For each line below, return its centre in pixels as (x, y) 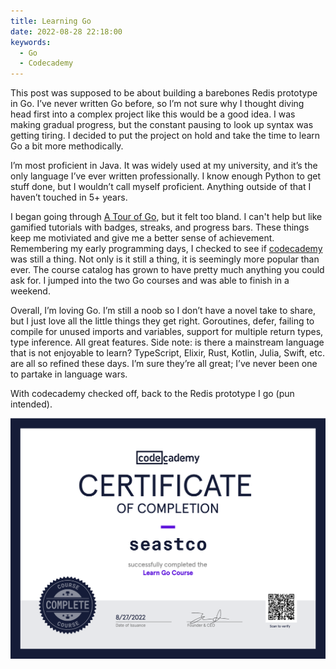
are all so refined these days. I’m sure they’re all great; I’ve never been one (164, 364)
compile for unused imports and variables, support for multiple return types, (167, 332)
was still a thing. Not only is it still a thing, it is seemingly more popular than (165, 259)
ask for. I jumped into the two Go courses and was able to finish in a (150, 281)
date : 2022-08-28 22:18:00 (66, 31)
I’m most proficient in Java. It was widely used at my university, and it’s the (164, 166)
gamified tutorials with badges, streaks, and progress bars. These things (160, 227)
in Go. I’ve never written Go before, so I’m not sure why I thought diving (157, 104)
